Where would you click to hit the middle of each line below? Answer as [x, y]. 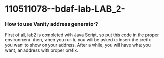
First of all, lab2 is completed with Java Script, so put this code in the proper [82, 35]
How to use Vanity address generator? [52, 24]
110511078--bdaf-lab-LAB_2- [65, 9]
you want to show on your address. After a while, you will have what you [78, 45]
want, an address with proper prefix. [42, 50]
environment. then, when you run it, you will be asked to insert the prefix [78, 40]
